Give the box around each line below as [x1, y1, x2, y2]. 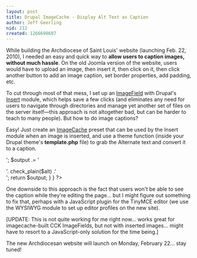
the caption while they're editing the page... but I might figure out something [6, 192, 191, 199]
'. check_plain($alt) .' [6, 168, 56, 175]
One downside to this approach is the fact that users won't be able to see [6, 185, 184, 192]
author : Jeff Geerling [6, 19, 62, 25]
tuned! [6, 246, 22, 253]
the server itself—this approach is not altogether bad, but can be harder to [6, 109, 186, 116]
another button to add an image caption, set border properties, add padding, [6, 72, 192, 79]
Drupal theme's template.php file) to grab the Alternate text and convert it [6, 139, 186, 146]
